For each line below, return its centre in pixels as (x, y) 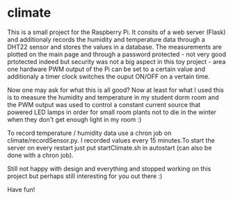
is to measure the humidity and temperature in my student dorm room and (113, 97)
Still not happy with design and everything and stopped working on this (109, 168)
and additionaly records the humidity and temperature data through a (106, 39)
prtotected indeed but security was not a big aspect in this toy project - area (116, 61)
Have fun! (21, 189)
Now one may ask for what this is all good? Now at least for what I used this (115, 90)
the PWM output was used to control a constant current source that (104, 104)
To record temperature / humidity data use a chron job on (89, 133)
